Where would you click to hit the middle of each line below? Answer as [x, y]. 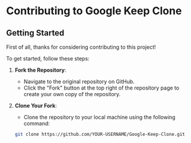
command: [37, 123]
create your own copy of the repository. [72, 94]
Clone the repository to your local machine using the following [100, 117]
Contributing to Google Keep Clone [94, 11]
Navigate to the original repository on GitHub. [79, 82]
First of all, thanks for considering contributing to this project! [81, 47]
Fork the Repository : [40, 70]
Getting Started [35, 33]
